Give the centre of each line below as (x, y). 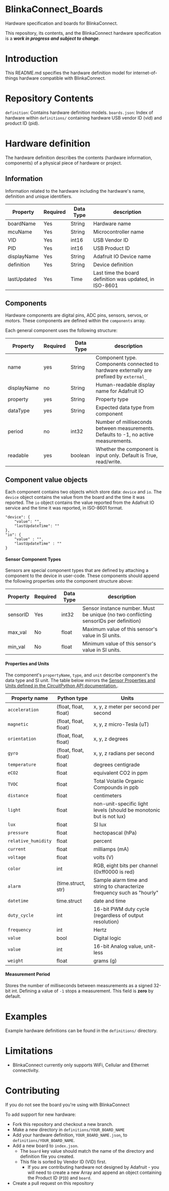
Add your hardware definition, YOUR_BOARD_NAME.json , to (70, 1135)
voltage (17, 857)
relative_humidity (30, 841)
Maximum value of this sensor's (120, 629)
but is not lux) (110, 816)
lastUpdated (22, 279)
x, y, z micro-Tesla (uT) (121, 724)
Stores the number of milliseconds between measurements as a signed (79, 985)
